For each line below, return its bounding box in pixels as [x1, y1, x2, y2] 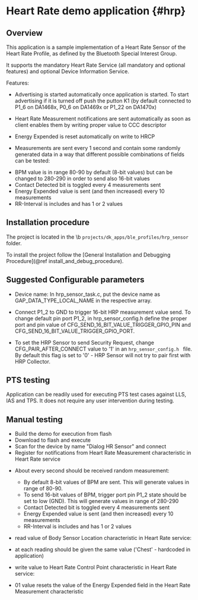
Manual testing [6, 414, 63, 424]
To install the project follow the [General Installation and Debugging [6, 251, 171, 258]
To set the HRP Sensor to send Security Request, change [14, 339, 154, 346]
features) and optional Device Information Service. [6, 68, 129, 75]
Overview [6, 28, 43, 38]
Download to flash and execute [14, 436, 91, 444]
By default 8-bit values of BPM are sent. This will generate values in [23, 479, 190, 486]
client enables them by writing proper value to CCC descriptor [14, 121, 167, 129]
